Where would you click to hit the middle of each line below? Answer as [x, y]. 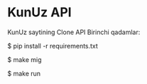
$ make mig [24, 59]
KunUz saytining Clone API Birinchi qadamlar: [74, 32]
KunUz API [40, 12]
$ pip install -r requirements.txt [53, 46]
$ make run [24, 73]
